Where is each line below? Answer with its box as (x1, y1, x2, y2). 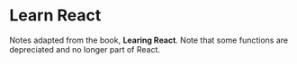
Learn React (9, 5, 102, 26)
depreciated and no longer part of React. (9, 44, 160, 54)
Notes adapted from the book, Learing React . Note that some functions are (9, 35, 289, 45)
